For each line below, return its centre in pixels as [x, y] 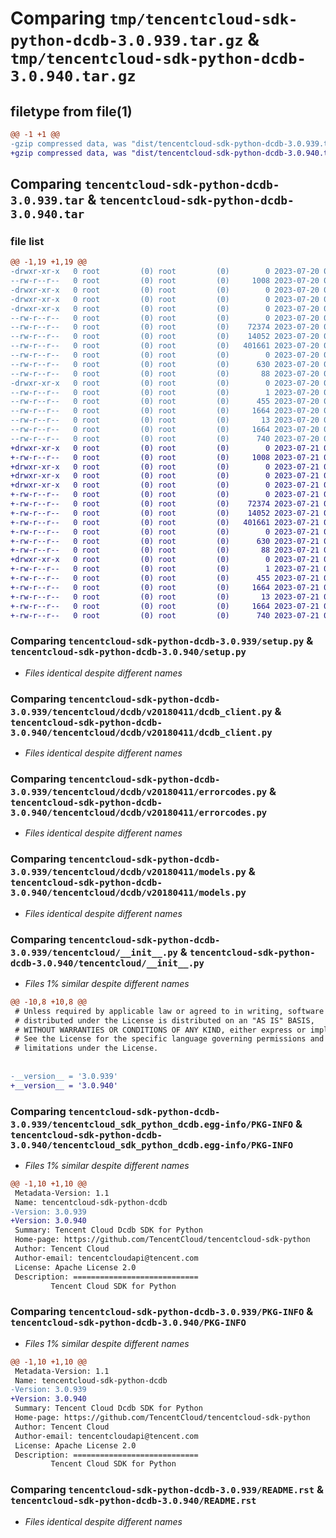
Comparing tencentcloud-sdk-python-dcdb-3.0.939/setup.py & [162, 641]
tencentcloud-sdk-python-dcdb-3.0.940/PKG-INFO [128, 1323]
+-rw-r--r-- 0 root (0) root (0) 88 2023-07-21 [165, 550]
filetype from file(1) [71, 111]
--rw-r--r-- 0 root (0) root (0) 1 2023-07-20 [165, 392]
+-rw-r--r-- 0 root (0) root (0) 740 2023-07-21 [165, 615]
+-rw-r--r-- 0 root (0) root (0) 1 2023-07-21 [165, 569]
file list [27, 241]
